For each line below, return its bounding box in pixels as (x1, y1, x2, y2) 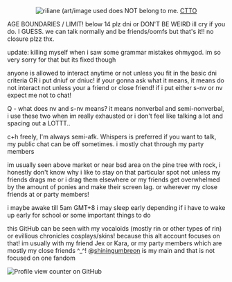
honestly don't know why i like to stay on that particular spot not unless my (7, 168, 221, 176)
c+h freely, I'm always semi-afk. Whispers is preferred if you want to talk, (7, 132, 217, 141)
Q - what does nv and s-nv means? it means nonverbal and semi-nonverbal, (7, 105, 225, 112)
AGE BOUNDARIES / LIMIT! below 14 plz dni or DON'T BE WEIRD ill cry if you (7, 20, 226, 28)
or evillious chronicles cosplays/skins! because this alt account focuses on (7, 232, 220, 240)
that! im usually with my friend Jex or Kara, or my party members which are (7, 239, 222, 247)
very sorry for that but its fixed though (7, 55, 116, 64)
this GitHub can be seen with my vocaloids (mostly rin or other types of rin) (7, 224, 222, 232)
